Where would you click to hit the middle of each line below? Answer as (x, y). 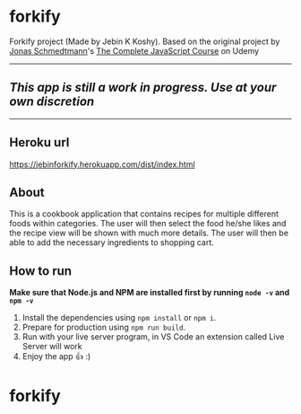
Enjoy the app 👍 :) (56, 357)
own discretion (52, 102)
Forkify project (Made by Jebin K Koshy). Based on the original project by (145, 41)
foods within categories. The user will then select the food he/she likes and (148, 224)
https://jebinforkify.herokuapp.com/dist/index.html (102, 164)
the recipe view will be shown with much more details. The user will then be (149, 233)
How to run (41, 271)
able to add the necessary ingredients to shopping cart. (112, 242)
